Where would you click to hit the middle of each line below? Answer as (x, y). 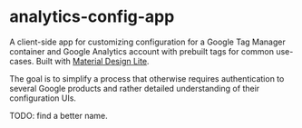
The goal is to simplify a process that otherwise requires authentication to (147, 78)
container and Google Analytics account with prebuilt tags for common (142, 51)
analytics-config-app (92, 17)
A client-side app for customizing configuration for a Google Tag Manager (147, 42)
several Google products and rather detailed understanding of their (135, 88)
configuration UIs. (43, 98)
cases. (22, 61)
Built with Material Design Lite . (93, 61)
